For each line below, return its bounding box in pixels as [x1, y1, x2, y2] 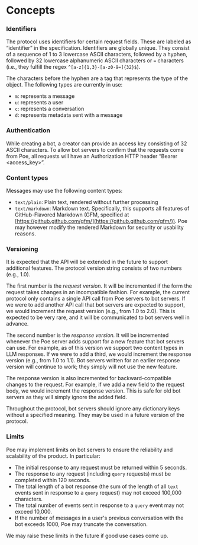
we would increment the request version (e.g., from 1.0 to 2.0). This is [6, 308, 176, 315]
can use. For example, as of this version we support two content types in [6, 345, 184, 352]
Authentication [6, 126, 50, 135]
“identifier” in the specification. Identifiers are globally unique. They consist [6, 44, 190, 52]
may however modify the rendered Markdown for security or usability [14, 224, 184, 231]
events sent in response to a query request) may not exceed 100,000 [14, 489, 182, 496]
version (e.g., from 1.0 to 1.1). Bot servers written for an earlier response [6, 357, 180, 364]
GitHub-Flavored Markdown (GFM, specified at [14, 211, 129, 218]
